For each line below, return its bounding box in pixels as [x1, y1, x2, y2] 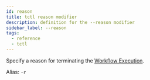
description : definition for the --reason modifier [6, 19, 135, 25]
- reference [11, 36, 41, 41]
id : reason [6, 8, 33, 15]
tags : [6, 30, 19, 36]
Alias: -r [6, 68, 26, 75]
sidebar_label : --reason [6, 25, 67, 31]
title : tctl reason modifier [6, 14, 77, 20]
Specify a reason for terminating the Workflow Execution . [6, 57, 145, 64]
